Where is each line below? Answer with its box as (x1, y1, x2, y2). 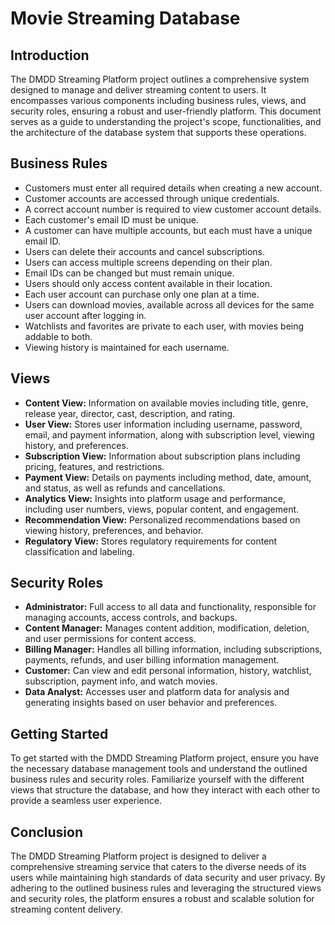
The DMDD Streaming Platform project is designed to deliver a (10, 850, 267, 862)
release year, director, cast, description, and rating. (24, 407, 236, 419)
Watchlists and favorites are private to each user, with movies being (24, 320, 305, 332)
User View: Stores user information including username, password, (24, 418, 303, 430)
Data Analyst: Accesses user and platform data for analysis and (24, 686, 290, 698)
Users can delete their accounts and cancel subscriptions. (24, 245, 266, 257)
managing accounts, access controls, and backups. (24, 612, 238, 624)
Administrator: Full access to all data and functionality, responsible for (24, 601, 317, 613)
